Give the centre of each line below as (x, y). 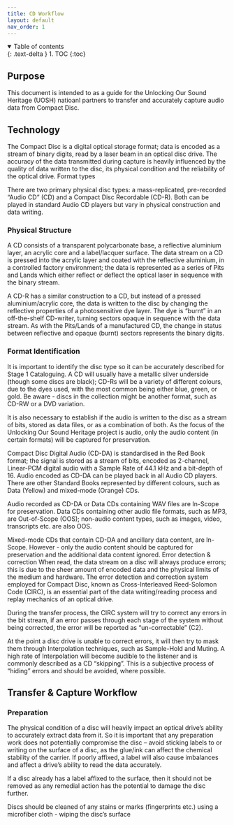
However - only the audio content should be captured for (111, 547)
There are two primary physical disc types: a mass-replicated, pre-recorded (117, 190)
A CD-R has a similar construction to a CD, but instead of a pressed (104, 296)
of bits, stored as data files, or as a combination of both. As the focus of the (116, 424)
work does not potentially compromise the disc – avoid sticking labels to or (115, 742)
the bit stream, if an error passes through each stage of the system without (115, 620)
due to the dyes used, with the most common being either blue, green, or (112, 389)
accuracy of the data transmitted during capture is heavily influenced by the (117, 161)
